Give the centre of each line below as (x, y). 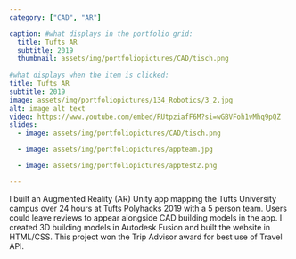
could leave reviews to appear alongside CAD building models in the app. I (146, 217)
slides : (24, 125)
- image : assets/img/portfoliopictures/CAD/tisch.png (119, 134)
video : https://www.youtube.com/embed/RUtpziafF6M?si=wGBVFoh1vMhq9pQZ (145, 117)
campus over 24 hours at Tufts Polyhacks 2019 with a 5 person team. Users (148, 208)
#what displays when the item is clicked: (89, 75)
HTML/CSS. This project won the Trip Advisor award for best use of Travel (146, 237)
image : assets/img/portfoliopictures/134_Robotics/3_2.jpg (121, 100)
